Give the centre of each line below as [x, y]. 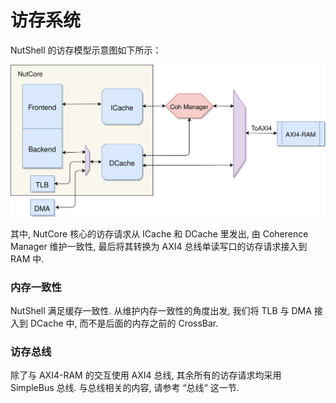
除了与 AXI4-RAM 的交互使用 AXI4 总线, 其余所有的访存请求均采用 [146, 375]
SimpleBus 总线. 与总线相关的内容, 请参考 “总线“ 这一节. [125, 388]
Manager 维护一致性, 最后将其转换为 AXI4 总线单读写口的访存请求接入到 [159, 246]
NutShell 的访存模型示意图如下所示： [86, 50]
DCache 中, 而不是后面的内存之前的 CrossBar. [124, 323]
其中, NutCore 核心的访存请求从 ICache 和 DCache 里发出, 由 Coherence [159, 233]
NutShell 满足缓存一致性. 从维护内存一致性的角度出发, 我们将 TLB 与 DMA [161, 311]
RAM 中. [27, 258]
